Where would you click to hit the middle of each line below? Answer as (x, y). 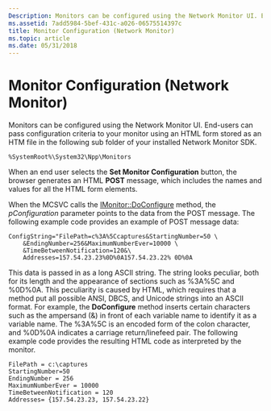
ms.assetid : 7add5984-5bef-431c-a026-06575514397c (95, 23)
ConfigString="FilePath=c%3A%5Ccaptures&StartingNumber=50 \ (113, 237)
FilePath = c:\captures (48, 365)
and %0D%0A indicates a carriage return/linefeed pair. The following (123, 333)
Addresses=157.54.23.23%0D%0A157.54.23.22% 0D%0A (108, 258)
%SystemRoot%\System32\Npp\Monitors (70, 157)
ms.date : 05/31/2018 (43, 46)
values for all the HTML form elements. (73, 189)
